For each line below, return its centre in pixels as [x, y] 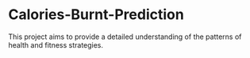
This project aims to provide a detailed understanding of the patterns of [125, 37]
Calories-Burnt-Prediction [96, 15]
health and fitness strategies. [56, 44]
